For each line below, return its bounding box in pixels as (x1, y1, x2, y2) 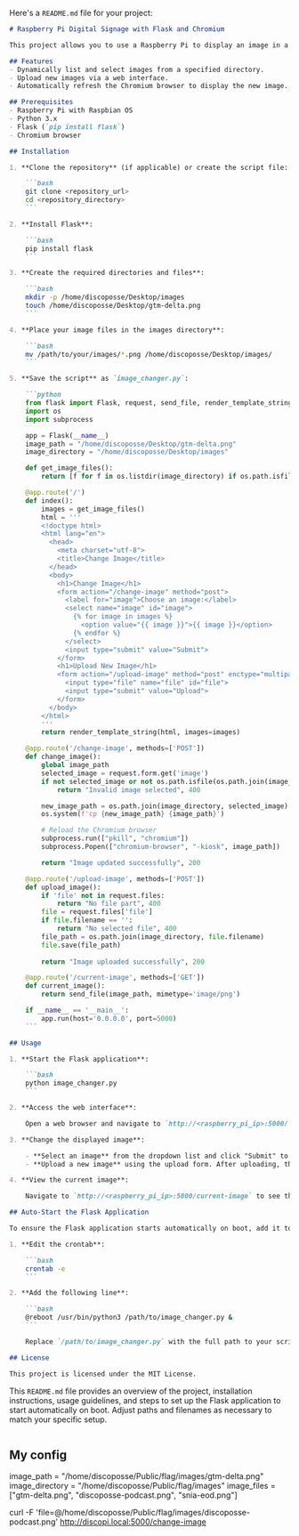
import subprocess (25, 415, 93, 424)
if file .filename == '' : (41, 916, 133, 925)
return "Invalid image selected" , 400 (56, 785, 201, 795)
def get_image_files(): (25, 464, 114, 473)
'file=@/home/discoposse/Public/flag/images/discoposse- (35, 1508, 251, 1518)
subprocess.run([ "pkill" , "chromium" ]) (41, 834, 190, 844)
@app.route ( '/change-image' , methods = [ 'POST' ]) (25, 744, 205, 753)
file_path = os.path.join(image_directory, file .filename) (41, 932, 265, 942)
